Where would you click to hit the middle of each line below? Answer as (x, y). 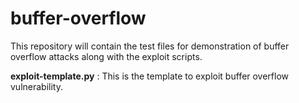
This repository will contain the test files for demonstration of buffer (150, 46)
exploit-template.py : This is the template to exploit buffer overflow (150, 76)
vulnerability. (36, 86)
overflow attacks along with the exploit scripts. (106, 56)
